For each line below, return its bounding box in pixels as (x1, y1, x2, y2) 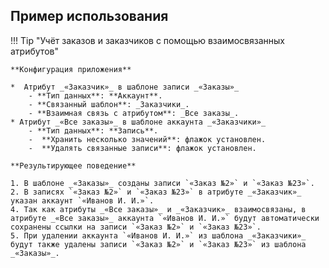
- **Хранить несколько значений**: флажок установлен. (28, 134, 267, 144)
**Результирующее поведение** (10, 160, 137, 171)
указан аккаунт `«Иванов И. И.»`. (10, 195, 155, 206)
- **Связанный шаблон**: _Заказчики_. (28, 99, 190, 109)
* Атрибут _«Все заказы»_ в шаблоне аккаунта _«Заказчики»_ (10, 117, 267, 127)
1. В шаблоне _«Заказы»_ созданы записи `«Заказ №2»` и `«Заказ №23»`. (10, 178, 315, 188)
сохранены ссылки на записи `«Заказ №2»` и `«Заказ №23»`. (10, 222, 262, 232)
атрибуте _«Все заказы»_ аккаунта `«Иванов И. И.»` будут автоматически (10, 213, 320, 223)
